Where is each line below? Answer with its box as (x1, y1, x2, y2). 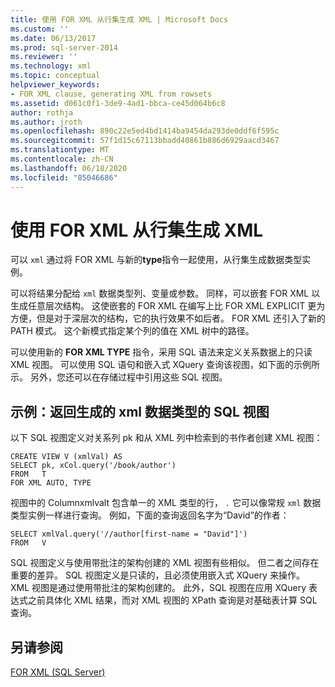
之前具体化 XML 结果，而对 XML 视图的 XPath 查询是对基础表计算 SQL (27, 594, 318, 606)
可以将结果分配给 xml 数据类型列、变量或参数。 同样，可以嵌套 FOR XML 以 (10, 287, 321, 300)
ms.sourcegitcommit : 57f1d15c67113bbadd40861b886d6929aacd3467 (10, 136, 280, 146)
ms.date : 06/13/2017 (10, 33, 97, 43)
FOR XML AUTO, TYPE (10, 478, 92, 488)
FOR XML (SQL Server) (10, 666, 106, 678)
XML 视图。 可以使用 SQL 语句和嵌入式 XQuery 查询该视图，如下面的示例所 (10, 359, 320, 371)
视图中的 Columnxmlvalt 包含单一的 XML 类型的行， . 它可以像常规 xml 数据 (10, 497, 322, 509)
